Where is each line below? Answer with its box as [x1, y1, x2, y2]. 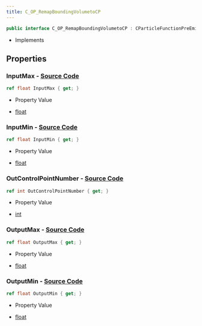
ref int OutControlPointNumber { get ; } [6, 188, 109, 194]
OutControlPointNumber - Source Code [6, 174, 124, 183]
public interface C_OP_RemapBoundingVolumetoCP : [6, 25, 133, 31]
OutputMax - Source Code [6, 225, 85, 234]
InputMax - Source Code [6, 72, 79, 80]
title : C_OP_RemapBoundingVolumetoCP [6, 8, 101, 15]
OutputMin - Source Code [6, 277, 83, 285]
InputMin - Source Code [6, 123, 78, 131]
